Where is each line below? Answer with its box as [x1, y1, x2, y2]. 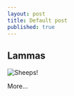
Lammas [7, 49, 46, 61]
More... [7, 82, 28, 90]
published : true [7, 23, 55, 30]
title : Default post [7, 17, 68, 24]
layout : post [7, 10, 46, 18]
